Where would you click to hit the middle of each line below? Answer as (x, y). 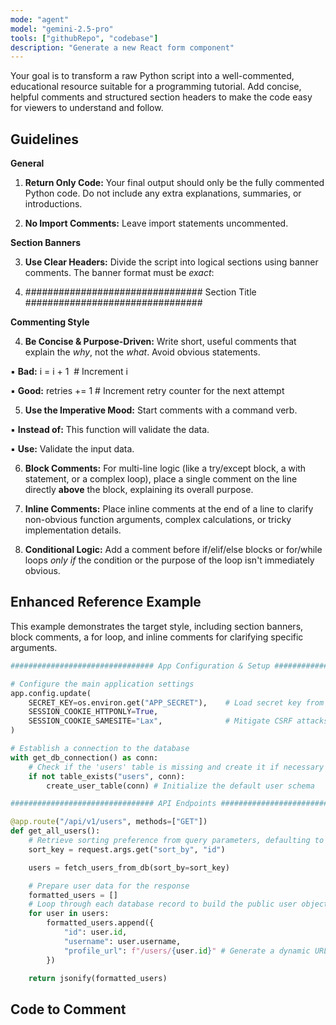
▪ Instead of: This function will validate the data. (110, 430)
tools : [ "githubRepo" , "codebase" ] (84, 38)
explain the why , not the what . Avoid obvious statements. (142, 352)
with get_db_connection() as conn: (84, 757)
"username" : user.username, (122, 941)
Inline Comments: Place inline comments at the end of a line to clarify (169, 509)
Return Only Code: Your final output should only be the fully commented (174, 183)
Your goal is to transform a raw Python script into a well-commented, (152, 76)
